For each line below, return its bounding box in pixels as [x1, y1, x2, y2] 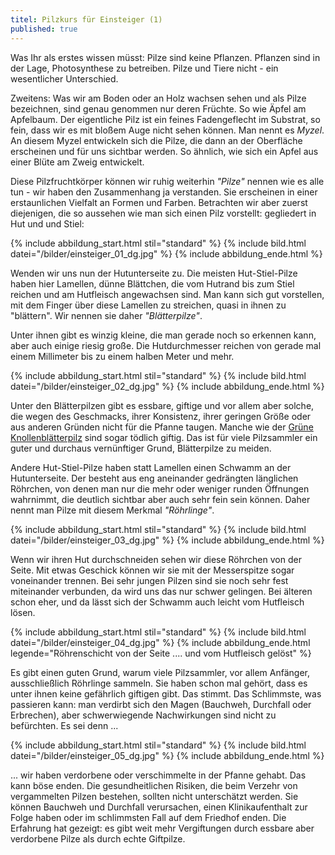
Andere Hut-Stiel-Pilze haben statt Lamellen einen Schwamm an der [10, 461, 292, 473]
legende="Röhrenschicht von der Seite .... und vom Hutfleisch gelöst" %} [10, 647, 312, 659]
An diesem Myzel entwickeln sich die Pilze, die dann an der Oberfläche [10, 134, 303, 146]
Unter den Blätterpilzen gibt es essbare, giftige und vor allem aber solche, [10, 399, 315, 411]
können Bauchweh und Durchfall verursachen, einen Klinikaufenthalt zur [10, 801, 308, 813]
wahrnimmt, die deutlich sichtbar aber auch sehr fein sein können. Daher [10, 493, 311, 505]
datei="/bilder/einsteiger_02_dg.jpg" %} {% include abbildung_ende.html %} [10, 380, 325, 392]
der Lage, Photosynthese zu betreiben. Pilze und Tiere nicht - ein [10, 62, 279, 74]
